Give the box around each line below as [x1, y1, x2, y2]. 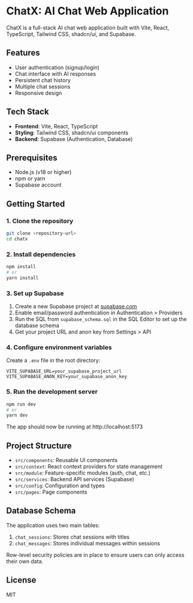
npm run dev [6, 401, 36, 407]
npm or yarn [14, 175, 46, 182]
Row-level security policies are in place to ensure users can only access [6, 551, 185, 559]
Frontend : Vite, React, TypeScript [14, 122, 98, 130]
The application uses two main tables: [6, 521, 100, 529]
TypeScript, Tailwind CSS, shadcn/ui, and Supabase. [6, 30, 136, 37]
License [6, 575, 37, 586]
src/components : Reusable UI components [14, 457, 118, 464]
